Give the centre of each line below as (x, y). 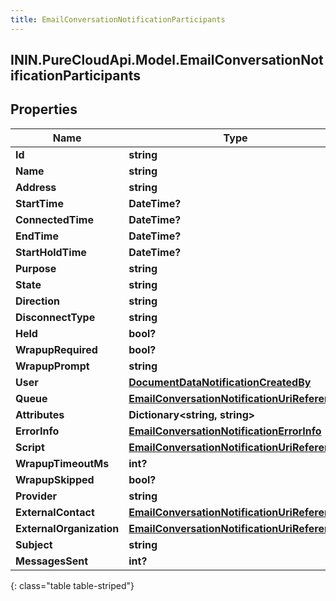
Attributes (40, 414)
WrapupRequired (56, 349)
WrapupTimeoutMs (62, 463)
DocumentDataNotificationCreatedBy (220, 382)
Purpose (36, 268)
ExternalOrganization (67, 528)
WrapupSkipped (55, 479)
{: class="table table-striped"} (72, 585)
